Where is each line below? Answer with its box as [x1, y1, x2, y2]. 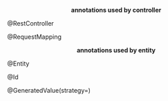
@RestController [7, 19, 54, 27]
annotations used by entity [76, 46, 156, 54]
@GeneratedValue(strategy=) [7, 86, 91, 94]
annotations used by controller [71, 6, 162, 14]
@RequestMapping [7, 33, 62, 41]
